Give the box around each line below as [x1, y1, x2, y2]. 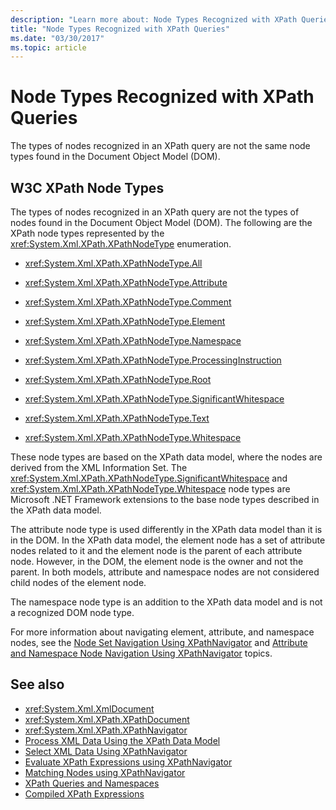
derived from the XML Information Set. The [10, 462, 188, 473]
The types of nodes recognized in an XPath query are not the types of [10, 206, 300, 218]
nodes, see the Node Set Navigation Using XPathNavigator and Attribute [10, 637, 308, 648]
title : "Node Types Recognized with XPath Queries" [10, 24, 230, 34]
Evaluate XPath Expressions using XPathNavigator [24, 756, 233, 768]
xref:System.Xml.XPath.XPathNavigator [24, 724, 188, 736]
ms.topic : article [10, 42, 87, 53]
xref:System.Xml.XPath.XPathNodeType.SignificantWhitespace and [10, 472, 288, 484]
